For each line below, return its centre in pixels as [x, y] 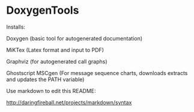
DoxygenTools [43, 10]
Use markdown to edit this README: [51, 91]
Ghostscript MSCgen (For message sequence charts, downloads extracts [97, 73]
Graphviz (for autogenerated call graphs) [57, 61]
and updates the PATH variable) [45, 79]
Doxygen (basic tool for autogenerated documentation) [74, 38]
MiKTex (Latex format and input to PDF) [55, 50]
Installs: [16, 27]
